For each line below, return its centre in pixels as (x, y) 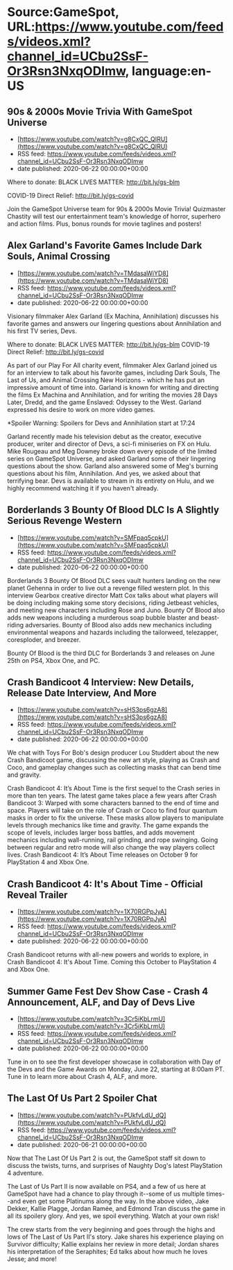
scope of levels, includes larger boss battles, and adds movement (101, 833)
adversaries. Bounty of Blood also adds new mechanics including (119, 625)
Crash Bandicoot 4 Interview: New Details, (101, 683)
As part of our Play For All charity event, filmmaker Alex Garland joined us (112, 365)
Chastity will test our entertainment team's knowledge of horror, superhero (114, 216)
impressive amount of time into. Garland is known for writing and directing (113, 387)
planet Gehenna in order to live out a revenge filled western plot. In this (109, 588)
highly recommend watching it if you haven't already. (83, 488)
